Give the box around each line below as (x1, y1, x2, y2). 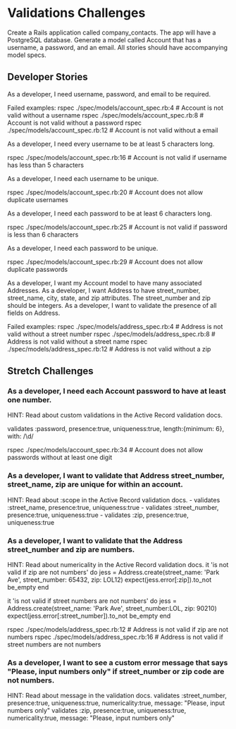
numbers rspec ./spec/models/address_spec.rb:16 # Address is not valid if (7, 633, 223, 642)
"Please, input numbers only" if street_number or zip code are (7, 666, 225, 676)
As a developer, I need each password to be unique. (7, 244, 159, 252)
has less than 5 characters (7, 161, 85, 169)
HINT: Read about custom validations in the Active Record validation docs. (7, 411, 223, 420)
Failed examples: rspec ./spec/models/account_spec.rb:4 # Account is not (7, 104, 224, 112)
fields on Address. (7, 309, 61, 317)
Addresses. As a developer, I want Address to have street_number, (7, 286, 201, 294)
